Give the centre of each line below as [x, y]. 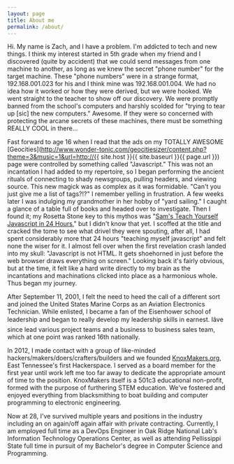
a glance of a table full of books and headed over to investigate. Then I [109, 209]
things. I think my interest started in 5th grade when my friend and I [104, 54]
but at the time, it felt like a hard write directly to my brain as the [99, 268]
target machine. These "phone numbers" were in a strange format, [103, 76]
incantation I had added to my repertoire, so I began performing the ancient [116, 171]
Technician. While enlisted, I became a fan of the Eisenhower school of [109, 311]
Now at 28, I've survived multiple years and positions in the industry [105, 416]
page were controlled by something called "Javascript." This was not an [110, 164]
